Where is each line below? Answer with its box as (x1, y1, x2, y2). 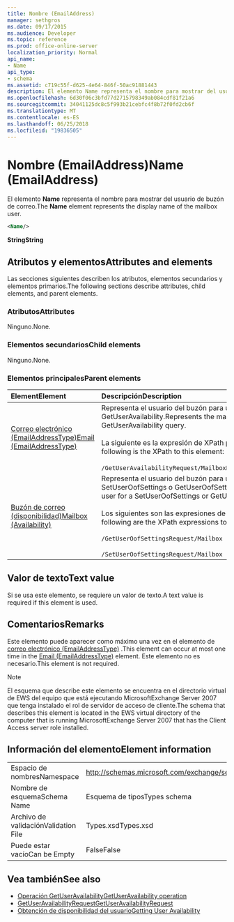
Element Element (10, 391, 67, 401)
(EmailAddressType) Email (10, 432, 95, 442)
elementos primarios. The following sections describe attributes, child (7, 282, 205, 290)
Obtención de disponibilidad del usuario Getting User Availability (17, 907, 201, 915)
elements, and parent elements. (7, 289, 98, 297)
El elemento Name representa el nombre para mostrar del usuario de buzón (7, 195, 224, 203)
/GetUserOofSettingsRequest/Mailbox (101, 534, 223, 543)
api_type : (7, 68, 36, 75)
